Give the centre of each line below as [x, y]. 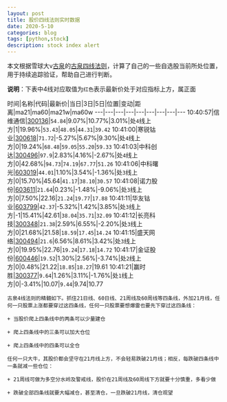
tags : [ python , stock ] [38, 39]
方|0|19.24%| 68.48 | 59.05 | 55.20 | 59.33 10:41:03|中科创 [82, 146]
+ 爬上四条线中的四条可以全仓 [44, 346]
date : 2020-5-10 [30, 26]
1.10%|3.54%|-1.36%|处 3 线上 [97, 172]
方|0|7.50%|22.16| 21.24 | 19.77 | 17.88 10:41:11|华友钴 [79, 198]
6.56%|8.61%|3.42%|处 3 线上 [95, 241]
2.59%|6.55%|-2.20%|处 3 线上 [100, 224]
